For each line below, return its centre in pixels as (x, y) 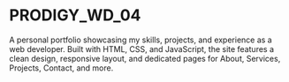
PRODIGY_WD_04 (75, 15)
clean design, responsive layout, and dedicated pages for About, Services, (145, 58)
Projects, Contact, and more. (61, 68)
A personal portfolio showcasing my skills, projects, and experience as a (141, 40)
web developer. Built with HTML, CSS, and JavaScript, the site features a (142, 48)
